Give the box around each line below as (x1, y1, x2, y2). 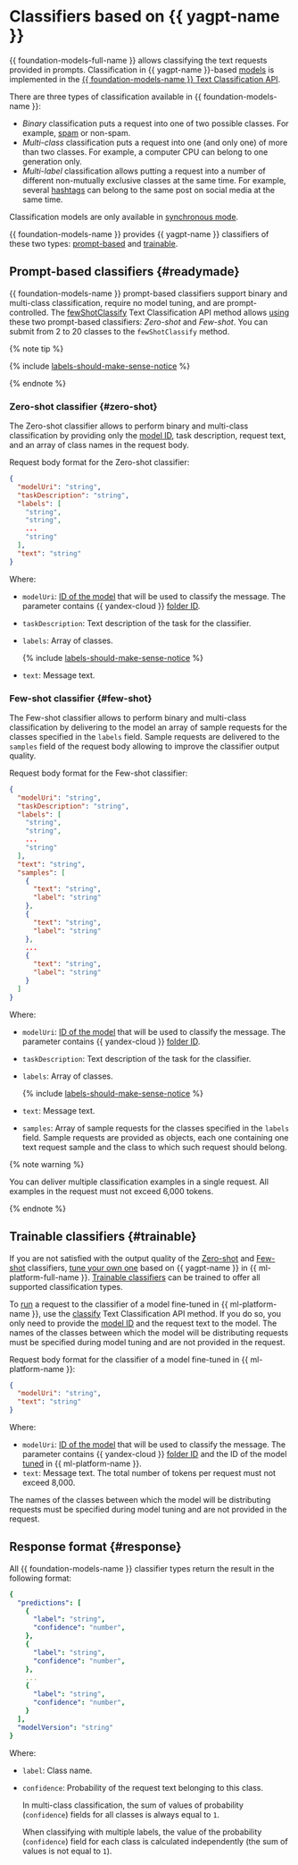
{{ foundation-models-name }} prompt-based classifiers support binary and (9, 288, 288, 299)
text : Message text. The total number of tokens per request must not (21, 1468, 277, 1479)
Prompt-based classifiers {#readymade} (9, 264, 240, 279)
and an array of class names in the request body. (9, 440, 189, 451)
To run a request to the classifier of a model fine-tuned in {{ (9, 1299, 228, 1310)
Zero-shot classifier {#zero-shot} (9, 400, 158, 412)
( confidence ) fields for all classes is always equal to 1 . (21, 1809, 220, 1819)
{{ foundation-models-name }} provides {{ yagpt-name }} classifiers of (9, 228, 269, 239)
